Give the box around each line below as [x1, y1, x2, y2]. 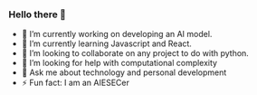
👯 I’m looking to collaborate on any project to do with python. [21, 48, 250, 59]
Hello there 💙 [8, 8, 67, 21]
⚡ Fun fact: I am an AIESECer [21, 77, 130, 89]
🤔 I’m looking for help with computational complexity [21, 58, 218, 69]
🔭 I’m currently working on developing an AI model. [21, 29, 213, 40]
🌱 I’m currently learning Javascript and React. [21, 38, 192, 49]
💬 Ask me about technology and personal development [21, 67, 227, 78]
